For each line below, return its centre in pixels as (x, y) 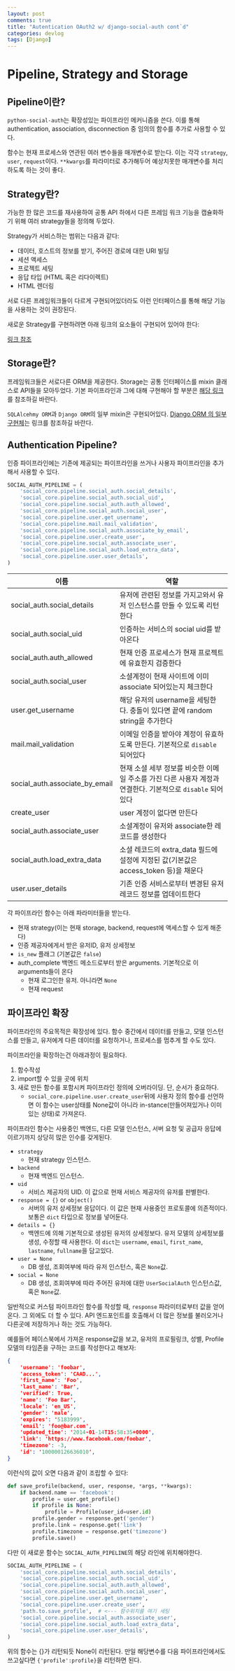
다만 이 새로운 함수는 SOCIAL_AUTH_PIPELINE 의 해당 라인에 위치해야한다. (105, 1552)
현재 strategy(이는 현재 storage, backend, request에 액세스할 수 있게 (113, 928)
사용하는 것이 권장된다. (45, 309)
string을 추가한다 (146, 720)
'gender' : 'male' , (47, 1413)
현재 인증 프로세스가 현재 (158, 652)
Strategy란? (33, 194)
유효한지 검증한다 (155, 663)
